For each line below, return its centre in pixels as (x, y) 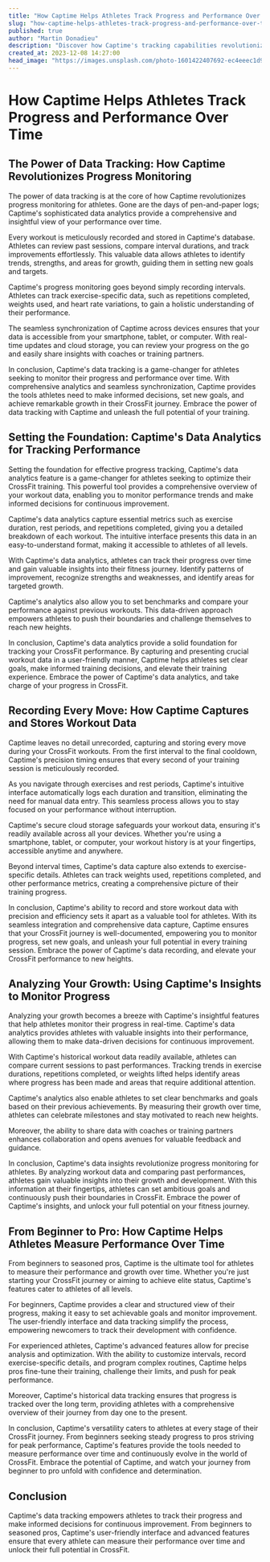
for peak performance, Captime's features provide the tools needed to (125, 1445)
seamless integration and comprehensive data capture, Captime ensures (129, 924)
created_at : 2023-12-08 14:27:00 (64, 53)
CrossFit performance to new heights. (71, 958)
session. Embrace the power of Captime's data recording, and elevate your (133, 950)
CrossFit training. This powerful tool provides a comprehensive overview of (133, 486)
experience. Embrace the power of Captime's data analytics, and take (124, 677)
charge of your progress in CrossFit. (68, 685)
